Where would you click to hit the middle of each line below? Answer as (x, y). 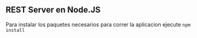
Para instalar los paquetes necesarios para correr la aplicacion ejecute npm (98, 24)
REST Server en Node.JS (53, 10)
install (15, 30)
